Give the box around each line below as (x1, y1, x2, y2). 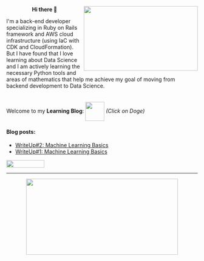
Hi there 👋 (32, 6, 58, 13)
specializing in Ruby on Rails (6, 24, 78, 31)
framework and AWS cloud (6, 30, 74, 38)
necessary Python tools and (6, 69, 76, 76)
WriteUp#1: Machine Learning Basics (15, 148, 107, 155)
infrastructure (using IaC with (6, 37, 80, 44)
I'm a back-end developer (6, 18, 71, 24)
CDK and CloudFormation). (6, 43, 74, 50)
